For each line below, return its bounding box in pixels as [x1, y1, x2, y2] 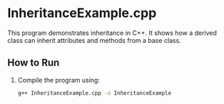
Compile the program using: [17, 76, 100, 84]
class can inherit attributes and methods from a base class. [7, 36, 182, 44]
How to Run [7, 57, 60, 69]
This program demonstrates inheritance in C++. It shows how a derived [7, 28, 218, 37]
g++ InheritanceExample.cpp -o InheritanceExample [17, 89, 172, 97]
